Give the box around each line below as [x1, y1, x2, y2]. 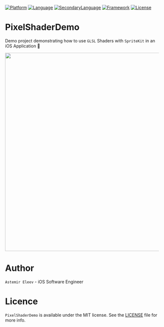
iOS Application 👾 [5, 43, 41, 49]
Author [5, 263, 34, 274]
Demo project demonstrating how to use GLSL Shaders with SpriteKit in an [5, 38, 155, 43]
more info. [5, 317, 26, 323]
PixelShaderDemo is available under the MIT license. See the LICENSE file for [5, 312, 158, 318]
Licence [5, 296, 38, 307]
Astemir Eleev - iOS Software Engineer [5, 279, 84, 285]
